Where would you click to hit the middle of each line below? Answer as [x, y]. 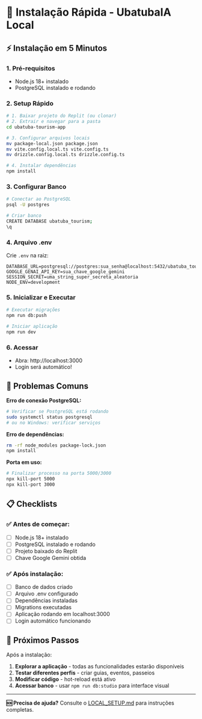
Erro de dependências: [35, 434]
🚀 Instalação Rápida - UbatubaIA [89, 12]
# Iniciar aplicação [32, 327]
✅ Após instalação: [35, 574]
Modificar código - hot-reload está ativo [65, 679]
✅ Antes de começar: [38, 524]
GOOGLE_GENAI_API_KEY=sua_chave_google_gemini [66, 272]
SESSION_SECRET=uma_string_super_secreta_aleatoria [72, 277]
